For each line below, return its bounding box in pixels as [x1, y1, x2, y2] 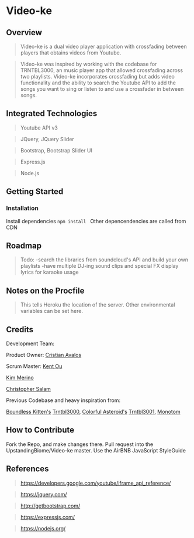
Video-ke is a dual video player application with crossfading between [20, 43, 187, 50]
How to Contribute [6, 425, 75, 435]
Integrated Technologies [6, 108, 98, 118]
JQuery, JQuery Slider [20, 135, 74, 142]
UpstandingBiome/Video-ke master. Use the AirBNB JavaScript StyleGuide [6, 447, 186, 454]
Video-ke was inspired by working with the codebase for [20, 60, 157, 67]
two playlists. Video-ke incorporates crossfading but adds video [20, 73, 175, 80]
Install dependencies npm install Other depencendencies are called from [6, 217, 186, 224]
